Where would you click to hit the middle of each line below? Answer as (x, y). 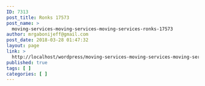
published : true (27, 62)
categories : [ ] (27, 74)
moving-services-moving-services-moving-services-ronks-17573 (92, 29)
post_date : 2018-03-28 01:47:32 (47, 40)
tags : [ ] (19, 68)
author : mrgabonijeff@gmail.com (47, 35)
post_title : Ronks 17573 (38, 18)
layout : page (23, 46)
